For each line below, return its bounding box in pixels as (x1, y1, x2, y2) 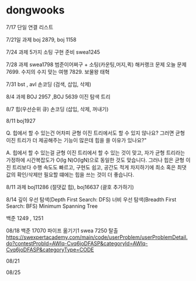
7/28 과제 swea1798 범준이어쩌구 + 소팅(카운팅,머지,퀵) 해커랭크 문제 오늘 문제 (6, 61, 187, 68)
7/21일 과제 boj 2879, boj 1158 (6, 36, 77, 43)
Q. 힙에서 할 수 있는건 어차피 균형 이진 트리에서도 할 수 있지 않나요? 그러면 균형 (6, 129, 185, 136)
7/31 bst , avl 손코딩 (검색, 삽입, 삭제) (6, 80, 92, 88)
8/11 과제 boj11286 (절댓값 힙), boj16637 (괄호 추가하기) (6, 183, 135, 190)
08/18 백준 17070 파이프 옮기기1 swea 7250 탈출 (6, 227, 118, 234)
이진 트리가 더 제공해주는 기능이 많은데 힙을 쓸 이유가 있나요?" (6, 136, 147, 143)
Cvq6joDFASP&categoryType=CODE (6, 246, 95, 253)
